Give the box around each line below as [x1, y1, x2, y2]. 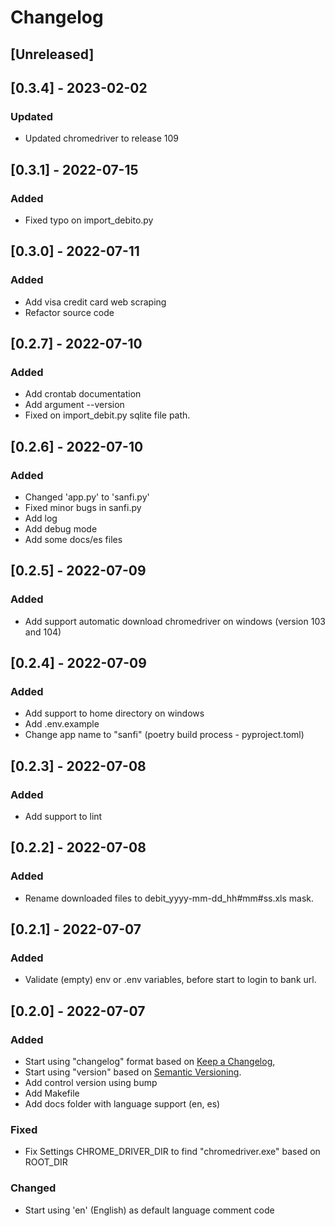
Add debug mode [24, 523, 98, 535]
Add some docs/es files [24, 534, 123, 546]
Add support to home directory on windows [24, 707, 205, 720]
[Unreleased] [10, 46, 95, 63]
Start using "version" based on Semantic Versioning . [24, 1066, 242, 1078]
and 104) [24, 626, 62, 638]
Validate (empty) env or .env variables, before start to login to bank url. [24, 974, 317, 986]
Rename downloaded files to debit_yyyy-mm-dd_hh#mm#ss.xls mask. [24, 892, 315, 904]
